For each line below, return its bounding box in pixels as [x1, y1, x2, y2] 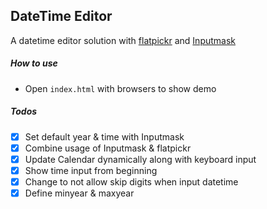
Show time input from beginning [24, 164, 158, 176]
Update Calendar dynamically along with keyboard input [24, 153, 257, 165]
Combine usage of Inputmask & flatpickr [24, 142, 192, 154]
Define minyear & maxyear [24, 187, 135, 199]
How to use [10, 57, 58, 69]
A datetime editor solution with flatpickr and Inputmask [10, 34, 237, 46]
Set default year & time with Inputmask [24, 130, 185, 143]
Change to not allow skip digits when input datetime [24, 176, 239, 188]
